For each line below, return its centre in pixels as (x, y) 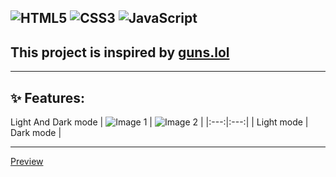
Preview (27, 162)
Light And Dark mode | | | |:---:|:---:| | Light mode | (159, 122)
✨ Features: (47, 97)
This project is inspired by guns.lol (120, 52)
